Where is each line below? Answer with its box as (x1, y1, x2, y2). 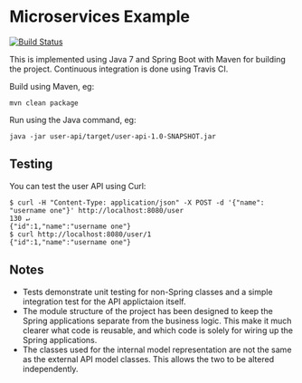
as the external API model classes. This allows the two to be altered (22, 353, 274, 364)
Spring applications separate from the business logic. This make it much (22, 315, 292, 326)
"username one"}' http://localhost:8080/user (9, 206, 184, 215)
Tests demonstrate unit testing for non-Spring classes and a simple (22, 286, 273, 297)
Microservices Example (9, 6, 191, 27)
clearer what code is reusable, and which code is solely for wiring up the (22, 324, 294, 336)
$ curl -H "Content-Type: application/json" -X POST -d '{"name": (9, 197, 265, 207)
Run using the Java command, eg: (9, 114, 137, 125)
